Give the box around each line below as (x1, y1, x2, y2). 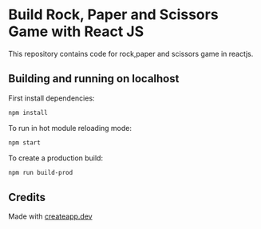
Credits (8, 190, 46, 204)
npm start (8, 138, 42, 147)
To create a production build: (8, 153, 104, 163)
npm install (8, 109, 48, 116)
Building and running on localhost (8, 72, 180, 85)
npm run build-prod (8, 168, 73, 176)
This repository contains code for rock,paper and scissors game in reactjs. (8, 49, 254, 58)
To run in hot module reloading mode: (8, 123, 132, 132)
